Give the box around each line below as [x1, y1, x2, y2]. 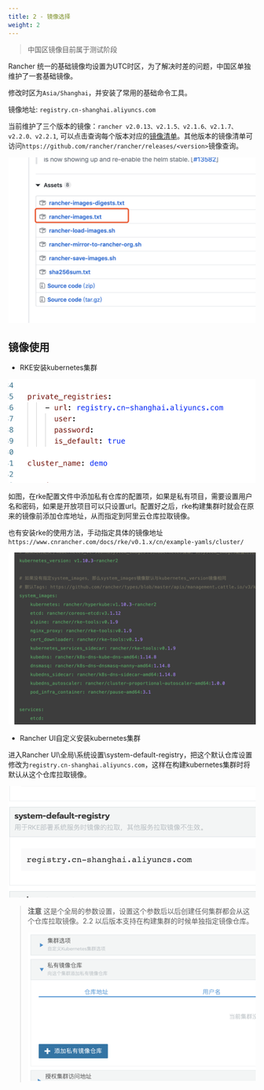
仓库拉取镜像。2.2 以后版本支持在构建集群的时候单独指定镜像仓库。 [34, 916, 254, 926]
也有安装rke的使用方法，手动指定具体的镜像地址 [8, 528, 163, 538]
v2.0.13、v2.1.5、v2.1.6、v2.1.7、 [125, 123, 237, 131]
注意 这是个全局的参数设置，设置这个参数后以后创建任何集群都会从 [27, 906, 244, 915]
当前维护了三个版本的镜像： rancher [8, 121, 123, 131]
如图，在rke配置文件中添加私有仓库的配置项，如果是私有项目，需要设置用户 [8, 492, 253, 501]
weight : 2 [8, 20, 41, 29]
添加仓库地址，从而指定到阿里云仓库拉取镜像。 [42, 511, 194, 521]
